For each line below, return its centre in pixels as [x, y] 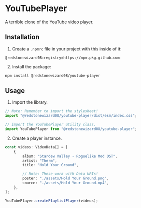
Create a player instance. [37, 138]
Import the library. [30, 102]
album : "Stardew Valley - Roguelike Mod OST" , [70, 156]
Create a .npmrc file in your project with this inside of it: [67, 48]
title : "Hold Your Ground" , [50, 165]
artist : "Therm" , [40, 160]
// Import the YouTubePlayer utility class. [50, 125]
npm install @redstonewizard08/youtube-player [53, 76]
